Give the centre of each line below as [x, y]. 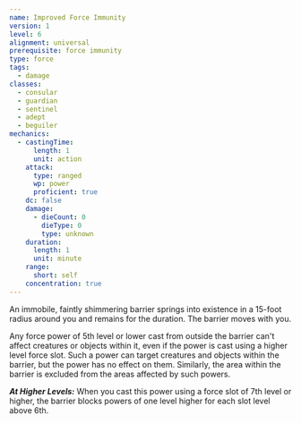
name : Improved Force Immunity [68, 17]
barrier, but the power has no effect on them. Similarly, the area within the [145, 364]
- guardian [38, 101]
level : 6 [26, 34]
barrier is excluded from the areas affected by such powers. [120, 374]
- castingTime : [46, 142]
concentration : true [64, 283]
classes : [26, 84]
